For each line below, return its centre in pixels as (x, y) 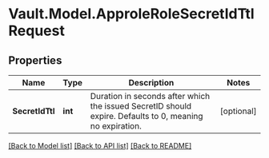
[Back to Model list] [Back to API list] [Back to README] (100, 146)
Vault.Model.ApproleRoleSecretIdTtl (131, 14)
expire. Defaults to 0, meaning (147, 116)
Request (37, 31)
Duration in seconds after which (150, 96)
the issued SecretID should (141, 106)
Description (151, 83)
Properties (35, 60)
